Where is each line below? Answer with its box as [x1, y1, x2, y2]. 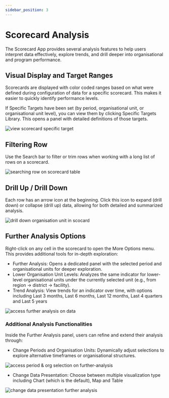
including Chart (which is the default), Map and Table [12, 377, 124, 384]
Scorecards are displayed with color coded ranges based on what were [5, 84, 154, 91]
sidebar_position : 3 [5, 7, 49, 13]
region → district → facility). [12, 282, 71, 288]
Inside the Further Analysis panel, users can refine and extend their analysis [5, 332, 163, 338]
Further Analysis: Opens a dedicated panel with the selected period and [12, 261, 162, 267]
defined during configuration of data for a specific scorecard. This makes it [5, 90, 161, 96]
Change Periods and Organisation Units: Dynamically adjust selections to [12, 347, 164, 354]
